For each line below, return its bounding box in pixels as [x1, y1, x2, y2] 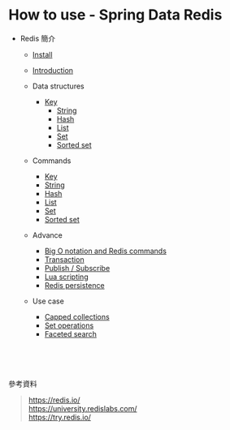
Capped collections [44, 312, 110, 321]
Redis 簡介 [20, 33, 56, 43]
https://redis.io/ [28, 395, 80, 405]
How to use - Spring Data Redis [8, 6, 223, 24]
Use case [32, 296, 65, 306]
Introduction [32, 65, 74, 75]
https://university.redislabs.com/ [28, 403, 137, 413]
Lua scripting [44, 272, 89, 282]
